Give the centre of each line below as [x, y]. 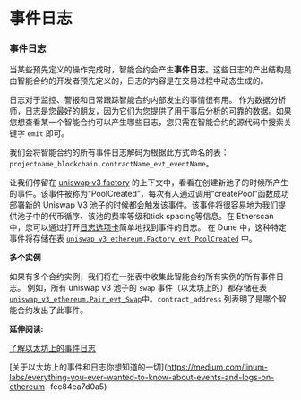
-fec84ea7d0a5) [77, 387]
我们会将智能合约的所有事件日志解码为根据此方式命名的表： [119, 152]
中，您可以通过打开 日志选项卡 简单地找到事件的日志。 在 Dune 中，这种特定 [148, 227]
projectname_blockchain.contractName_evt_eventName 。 [112, 164]
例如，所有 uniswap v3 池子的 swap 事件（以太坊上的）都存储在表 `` [150, 288]
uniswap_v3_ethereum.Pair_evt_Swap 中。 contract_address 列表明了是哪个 [144, 299]
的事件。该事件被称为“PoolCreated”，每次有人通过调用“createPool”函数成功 [149, 194]
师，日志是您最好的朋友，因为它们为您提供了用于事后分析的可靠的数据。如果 [150, 111]
